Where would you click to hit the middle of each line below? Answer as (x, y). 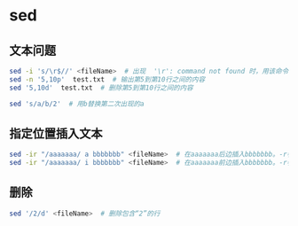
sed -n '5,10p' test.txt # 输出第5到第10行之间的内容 (107, 79)
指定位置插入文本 (56, 133)
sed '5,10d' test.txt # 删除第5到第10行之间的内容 (101, 88)
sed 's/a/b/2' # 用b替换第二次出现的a (77, 104)
